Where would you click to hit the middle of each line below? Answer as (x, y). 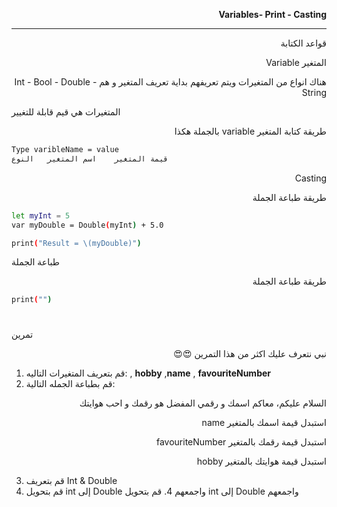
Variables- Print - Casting (272, 14)
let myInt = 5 (41, 215)
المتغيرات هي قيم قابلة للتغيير (66, 112)
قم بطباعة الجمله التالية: (70, 384)
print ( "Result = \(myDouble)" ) (76, 243)
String (314, 92)
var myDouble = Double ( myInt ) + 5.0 (87, 225)
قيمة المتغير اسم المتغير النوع (90, 159)
